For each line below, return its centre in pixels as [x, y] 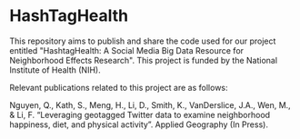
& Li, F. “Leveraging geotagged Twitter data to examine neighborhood [140, 114]
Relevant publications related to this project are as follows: [119, 87]
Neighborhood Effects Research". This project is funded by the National [144, 60]
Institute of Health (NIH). [55, 70]
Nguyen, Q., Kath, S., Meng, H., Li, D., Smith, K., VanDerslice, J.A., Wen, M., [150, 104]
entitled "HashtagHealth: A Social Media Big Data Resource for [126, 50]
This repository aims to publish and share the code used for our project [143, 41]
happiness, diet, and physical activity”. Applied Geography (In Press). [139, 124]
